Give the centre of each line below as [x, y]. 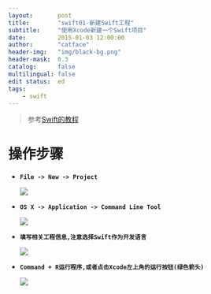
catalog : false [42, 67]
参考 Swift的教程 [53, 120]
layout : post [40, 15]
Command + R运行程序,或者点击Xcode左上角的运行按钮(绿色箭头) [112, 268]
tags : [17, 89]
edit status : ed [37, 81]
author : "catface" [49, 45]
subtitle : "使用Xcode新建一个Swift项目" [78, 30]
